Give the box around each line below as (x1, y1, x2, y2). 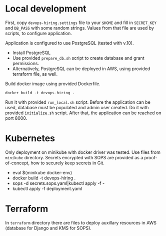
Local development (5, 3, 86, 15)
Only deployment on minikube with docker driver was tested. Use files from (5, 149, 161, 155)
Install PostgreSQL (12, 50, 51, 56)
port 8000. (5, 115, 27, 121)
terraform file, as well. (12, 71, 58, 77)
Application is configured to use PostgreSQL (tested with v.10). (5, 40, 134, 46)
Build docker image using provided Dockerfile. (5, 81, 101, 87)
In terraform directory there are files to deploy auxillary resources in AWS (5, 219, 156, 225)
